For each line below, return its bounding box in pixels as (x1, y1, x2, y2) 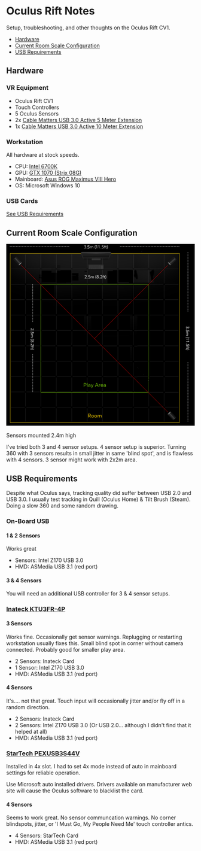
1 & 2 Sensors (6, 531, 41, 539)
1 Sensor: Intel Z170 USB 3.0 (14, 664, 85, 671)
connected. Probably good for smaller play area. (6, 646, 126, 653)
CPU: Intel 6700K (14, 163, 58, 170)
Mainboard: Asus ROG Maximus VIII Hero (14, 175, 117, 183)
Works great (6, 545, 37, 552)
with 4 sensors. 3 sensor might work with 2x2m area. (6, 456, 138, 463)
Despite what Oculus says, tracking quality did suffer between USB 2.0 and (6, 490, 191, 497)
